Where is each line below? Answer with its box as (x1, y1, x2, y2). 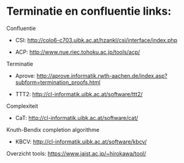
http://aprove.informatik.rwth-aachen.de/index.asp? (36, 72, 167, 79)
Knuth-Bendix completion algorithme (6, 126, 100, 133)
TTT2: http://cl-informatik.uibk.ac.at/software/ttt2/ (15, 90, 143, 97)
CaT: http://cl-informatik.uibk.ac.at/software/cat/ (15, 114, 139, 121)
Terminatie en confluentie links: (6, 4, 172, 18)
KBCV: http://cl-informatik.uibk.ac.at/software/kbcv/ (15, 138, 147, 145)
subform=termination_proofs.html (15, 78, 101, 86)
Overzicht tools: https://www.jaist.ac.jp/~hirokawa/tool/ (6, 150, 147, 157)
